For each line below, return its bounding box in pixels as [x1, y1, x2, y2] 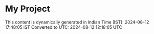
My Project [5, 3, 50, 14]
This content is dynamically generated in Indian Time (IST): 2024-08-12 [5, 19, 149, 25]
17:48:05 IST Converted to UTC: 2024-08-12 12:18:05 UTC [5, 24, 122, 30]
